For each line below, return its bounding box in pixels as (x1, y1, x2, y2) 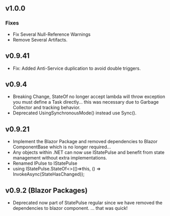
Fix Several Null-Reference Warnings (12, 31, 91, 37)
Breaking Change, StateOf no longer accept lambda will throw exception (12, 93, 165, 100)
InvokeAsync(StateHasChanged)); (12, 171, 85, 178)
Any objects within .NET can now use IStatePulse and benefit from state (12, 149, 165, 155)
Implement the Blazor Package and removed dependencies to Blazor (12, 139, 158, 145)
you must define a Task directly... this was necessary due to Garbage (12, 99, 159, 105)
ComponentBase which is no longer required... (12, 144, 111, 150)
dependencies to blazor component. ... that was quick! (12, 205, 128, 211)
